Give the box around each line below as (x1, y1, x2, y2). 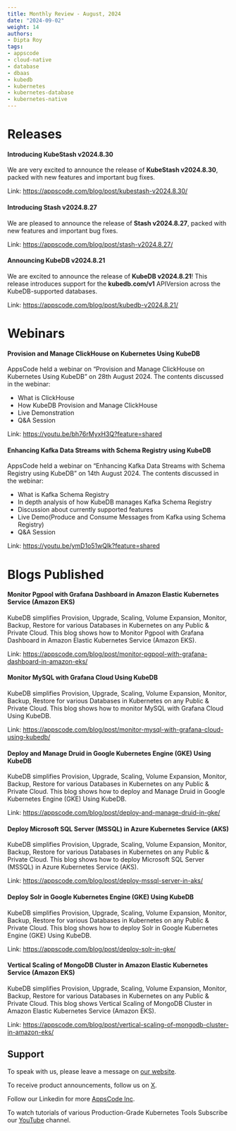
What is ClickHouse (17, 394, 75, 402)
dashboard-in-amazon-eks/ (7, 657, 88, 665)
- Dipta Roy (7, 37, 42, 44)
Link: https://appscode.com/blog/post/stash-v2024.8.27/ (7, 240, 173, 248)
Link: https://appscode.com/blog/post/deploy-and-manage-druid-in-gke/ (7, 809, 221, 817)
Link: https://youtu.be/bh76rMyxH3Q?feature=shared (7, 430, 163, 438)
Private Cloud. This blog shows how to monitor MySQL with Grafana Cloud (7, 704, 224, 713)
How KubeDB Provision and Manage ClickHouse (17, 401, 158, 410)
